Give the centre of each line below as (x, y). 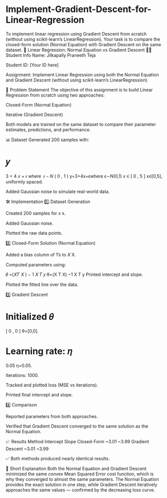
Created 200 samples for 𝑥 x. (36, 213)
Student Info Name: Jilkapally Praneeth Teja (51, 55)
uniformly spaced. (24, 181)
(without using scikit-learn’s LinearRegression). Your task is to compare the (83, 39)
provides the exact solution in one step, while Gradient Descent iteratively (81, 484)
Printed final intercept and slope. (39, 394)
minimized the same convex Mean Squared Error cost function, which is (80, 474)
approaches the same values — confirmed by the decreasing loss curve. (80, 490)
